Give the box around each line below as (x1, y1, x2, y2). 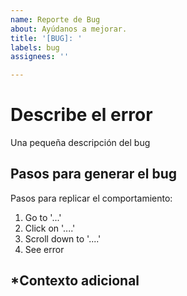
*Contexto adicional (10, 272, 140, 290)
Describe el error (10, 104, 153, 126)
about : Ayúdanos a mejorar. (10, 24, 128, 34)
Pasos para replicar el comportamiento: (10, 192, 173, 204)
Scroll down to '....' (24, 232, 102, 245)
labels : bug (10, 42, 60, 53)
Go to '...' (24, 211, 62, 223)
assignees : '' (10, 52, 70, 62)
